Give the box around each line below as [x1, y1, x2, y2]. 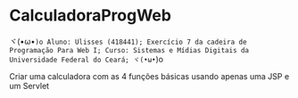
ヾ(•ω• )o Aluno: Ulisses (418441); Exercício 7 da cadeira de [9, 36, 247, 46]
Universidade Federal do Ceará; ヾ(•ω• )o [9, 53, 163, 64]
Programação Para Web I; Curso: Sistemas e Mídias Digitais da [9, 45, 250, 54]
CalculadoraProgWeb [9, 5, 172, 26]
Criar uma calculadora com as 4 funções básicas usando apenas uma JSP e [9, 70, 290, 81]
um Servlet [9, 80, 50, 91]
